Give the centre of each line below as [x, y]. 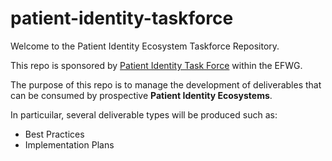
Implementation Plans [69, 144]
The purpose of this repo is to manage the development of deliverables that [166, 84]
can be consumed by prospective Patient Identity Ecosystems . [141, 95]
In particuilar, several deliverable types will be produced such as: [144, 114]
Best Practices [54, 134]
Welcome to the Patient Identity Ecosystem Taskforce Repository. [145, 46]
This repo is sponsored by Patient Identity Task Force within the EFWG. [156, 65]
